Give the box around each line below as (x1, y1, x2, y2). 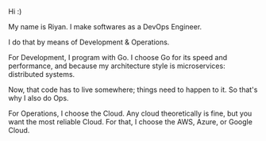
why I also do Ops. (8, 93, 69, 102)
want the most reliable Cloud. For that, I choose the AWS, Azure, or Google (8, 117, 253, 126)
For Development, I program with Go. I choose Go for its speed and (8, 53, 228, 62)
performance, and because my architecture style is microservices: (8, 61, 226, 70)
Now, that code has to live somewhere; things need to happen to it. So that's (8, 85, 258, 94)
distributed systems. (8, 70, 75, 78)
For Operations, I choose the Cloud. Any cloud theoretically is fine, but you (8, 109, 253, 118)
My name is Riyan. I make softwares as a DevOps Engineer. (8, 22, 202, 31)
